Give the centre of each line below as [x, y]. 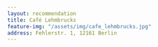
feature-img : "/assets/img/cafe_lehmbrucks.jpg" [79, 26]
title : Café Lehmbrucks [42, 20]
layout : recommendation [42, 13]
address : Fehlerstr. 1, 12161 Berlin [62, 33]
